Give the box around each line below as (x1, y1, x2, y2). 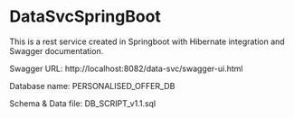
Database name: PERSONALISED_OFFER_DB (9, 80, 175, 91)
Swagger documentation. (9, 45, 104, 56)
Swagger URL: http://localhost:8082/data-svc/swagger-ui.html (9, 63, 243, 74)
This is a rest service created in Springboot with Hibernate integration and (9, 36, 285, 47)
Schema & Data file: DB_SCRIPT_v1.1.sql (9, 97, 156, 109)
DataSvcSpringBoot (9, 6, 161, 27)
